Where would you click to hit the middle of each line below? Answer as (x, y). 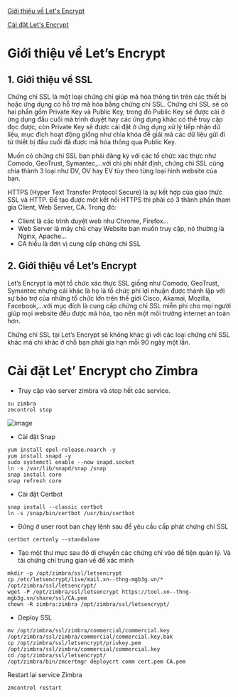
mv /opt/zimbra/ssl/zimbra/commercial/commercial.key (89, 630)
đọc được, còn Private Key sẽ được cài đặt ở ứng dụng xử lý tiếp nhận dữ (114, 127)
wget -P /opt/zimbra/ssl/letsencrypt (63, 592)
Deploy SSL (34, 617)
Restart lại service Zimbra (45, 674)
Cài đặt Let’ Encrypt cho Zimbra (103, 371)
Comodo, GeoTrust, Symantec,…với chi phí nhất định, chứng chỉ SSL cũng (116, 163)
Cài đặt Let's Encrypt (38, 25)
